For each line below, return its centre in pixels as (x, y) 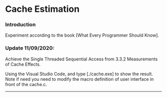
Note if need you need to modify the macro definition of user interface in (80, 79)
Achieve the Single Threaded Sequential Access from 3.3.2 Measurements (82, 59)
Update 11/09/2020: (30, 48)
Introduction (20, 25)
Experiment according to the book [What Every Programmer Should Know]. (82, 35)
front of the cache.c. (26, 84)
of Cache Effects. (23, 64)
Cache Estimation (42, 9)
